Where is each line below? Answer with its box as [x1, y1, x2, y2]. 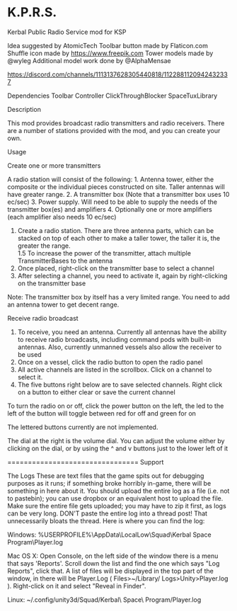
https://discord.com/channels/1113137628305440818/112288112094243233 [7, 70, 228, 79]
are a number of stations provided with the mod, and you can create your [7, 126, 221, 135]
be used [17, 350, 42, 358]
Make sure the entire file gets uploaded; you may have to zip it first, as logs [7, 501, 226, 510]
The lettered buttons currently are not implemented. [7, 423, 158, 431]
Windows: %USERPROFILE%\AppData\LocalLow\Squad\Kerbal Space [7, 530, 212, 539]
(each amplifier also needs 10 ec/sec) [7, 212, 117, 221]
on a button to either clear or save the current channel [17, 387, 175, 396]
